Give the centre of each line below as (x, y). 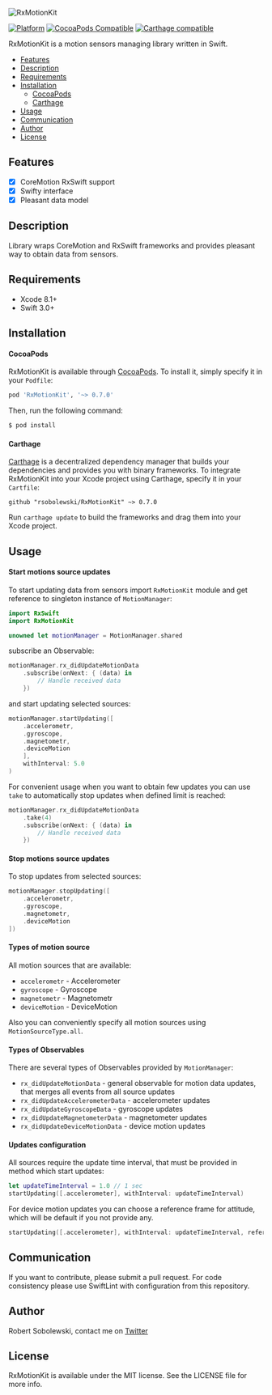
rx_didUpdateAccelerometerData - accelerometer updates (115, 1100)
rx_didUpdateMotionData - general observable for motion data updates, (138, 1083)
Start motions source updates (59, 572)
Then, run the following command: (66, 411)
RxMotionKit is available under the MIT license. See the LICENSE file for (128, 1376)
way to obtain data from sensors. (64, 254)
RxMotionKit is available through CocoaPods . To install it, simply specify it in (136, 371)
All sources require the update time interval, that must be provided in (123, 1163)
